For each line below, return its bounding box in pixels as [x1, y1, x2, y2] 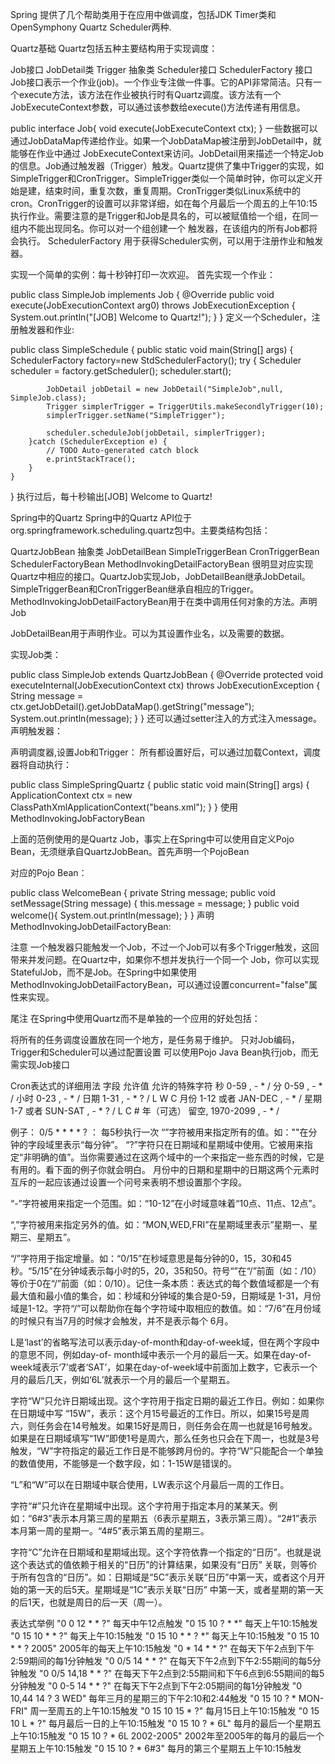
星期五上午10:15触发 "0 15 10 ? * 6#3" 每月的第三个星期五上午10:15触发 [10, 1743, 302, 1754]
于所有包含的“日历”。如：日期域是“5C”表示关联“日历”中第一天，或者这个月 [10, 1571, 317, 1583]
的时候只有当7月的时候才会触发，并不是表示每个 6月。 [10, 1315, 234, 1327]
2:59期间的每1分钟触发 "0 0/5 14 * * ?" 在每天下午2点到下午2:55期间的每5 [10, 1655, 313, 1667]
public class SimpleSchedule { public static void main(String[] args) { [10, 344, 294, 355]
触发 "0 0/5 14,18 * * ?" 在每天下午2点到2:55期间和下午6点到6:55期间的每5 [18, 1668, 325, 1679]
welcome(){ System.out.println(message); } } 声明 [10, 909, 215, 921]
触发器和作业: [18, 324, 75, 335]
